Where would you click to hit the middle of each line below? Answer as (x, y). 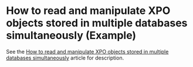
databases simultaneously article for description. (65, 58)
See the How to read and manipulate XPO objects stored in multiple (87, 51)
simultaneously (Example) (71, 36)
